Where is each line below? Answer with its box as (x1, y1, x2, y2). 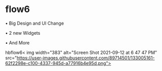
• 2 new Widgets (5, 30, 40, 36)
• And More (5, 39, 30, 46)
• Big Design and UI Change (5, 20, 64, 26)
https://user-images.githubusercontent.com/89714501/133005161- (17, 54, 155, 61)
